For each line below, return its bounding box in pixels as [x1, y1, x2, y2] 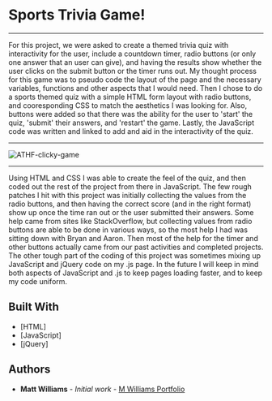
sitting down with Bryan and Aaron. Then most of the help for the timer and [8, 233, 259, 243]
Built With [8, 300, 59, 314]
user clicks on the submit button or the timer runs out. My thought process [8, 66, 257, 75]
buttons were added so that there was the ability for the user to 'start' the [8, 109, 253, 119]
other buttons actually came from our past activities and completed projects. [8, 242, 264, 252]
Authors [8, 363, 51, 377]
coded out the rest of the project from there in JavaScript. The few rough [8, 181, 253, 192]
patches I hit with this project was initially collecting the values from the [8, 190, 247, 200]
